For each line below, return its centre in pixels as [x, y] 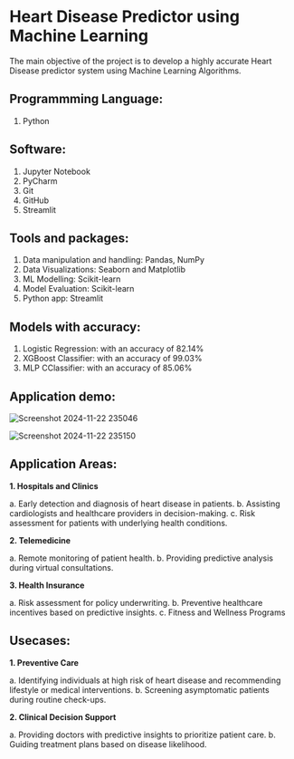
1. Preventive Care [44, 662]
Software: [38, 150]
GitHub [36, 200]
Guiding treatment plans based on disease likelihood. [108, 744]
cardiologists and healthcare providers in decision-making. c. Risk [133, 513]
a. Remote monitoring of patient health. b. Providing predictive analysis [142, 558]
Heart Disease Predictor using [124, 17]
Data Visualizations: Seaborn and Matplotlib [104, 270]
